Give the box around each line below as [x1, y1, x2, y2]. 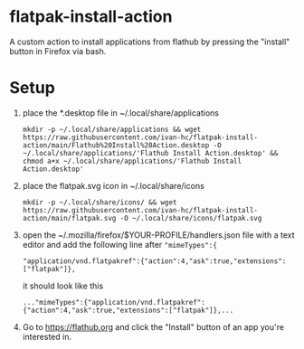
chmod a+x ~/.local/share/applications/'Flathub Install [22, 156, 242, 165]
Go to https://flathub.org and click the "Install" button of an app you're [22, 321, 285, 332]
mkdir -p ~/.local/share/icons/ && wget [22, 197, 177, 207]
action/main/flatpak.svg [22, 213, 117, 222]
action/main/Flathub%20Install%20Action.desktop [22, 140, 210, 150]
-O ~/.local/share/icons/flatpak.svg [119, 213, 262, 222]
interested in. [22, 331, 72, 342]
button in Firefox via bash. [9, 45, 107, 56]
